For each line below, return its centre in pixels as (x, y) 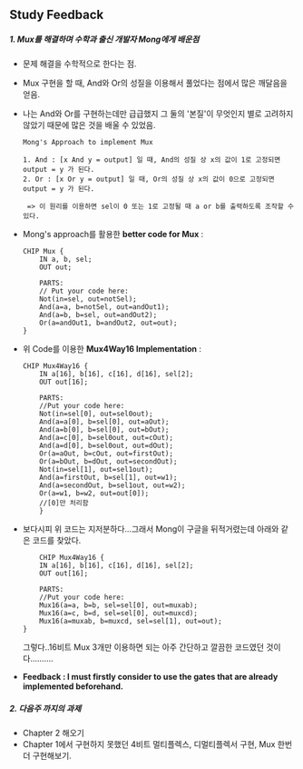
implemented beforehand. (73, 686)
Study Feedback (57, 15)
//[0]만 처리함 (64, 504)
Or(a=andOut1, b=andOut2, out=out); (108, 323)
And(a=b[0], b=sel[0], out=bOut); (104, 430)
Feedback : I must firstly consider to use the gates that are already (150, 677)
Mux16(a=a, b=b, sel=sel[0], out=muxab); (118, 605)
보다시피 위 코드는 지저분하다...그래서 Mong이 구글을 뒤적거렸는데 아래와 (151, 529)
